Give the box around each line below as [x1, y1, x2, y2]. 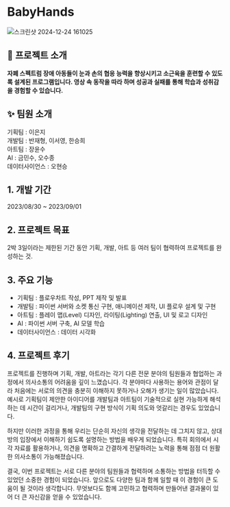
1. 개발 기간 [7, 184, 51, 195]
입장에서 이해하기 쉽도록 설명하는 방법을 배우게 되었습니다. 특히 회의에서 [19, 435, 212, 443]
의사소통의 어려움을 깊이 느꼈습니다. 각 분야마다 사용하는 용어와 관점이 [25, 378, 212, 386]
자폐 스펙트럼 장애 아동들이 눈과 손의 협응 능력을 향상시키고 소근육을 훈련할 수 [7, 69, 211, 77]
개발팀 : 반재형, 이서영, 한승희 [7, 136, 86, 145]
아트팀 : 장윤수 [7, 145, 46, 153]
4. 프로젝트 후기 [7, 350, 70, 362]
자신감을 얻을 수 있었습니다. [28, 493, 102, 501]
